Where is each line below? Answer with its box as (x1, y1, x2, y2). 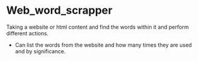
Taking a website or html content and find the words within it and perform (6, 23, 189, 30)
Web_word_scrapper (6, 4, 113, 17)
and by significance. (14, 47, 66, 54)
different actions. (6, 29, 49, 36)
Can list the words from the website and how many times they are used (14, 41, 192, 48)
